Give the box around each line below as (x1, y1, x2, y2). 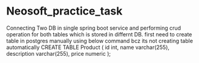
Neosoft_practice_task (6, 4, 123, 18)
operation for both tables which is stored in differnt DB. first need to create (6, 30, 192, 38)
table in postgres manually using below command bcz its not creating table (6, 37, 194, 44)
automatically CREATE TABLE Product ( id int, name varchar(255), (6, 44, 170, 51)
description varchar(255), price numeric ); (6, 50, 111, 57)
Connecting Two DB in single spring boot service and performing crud (6, 24, 181, 31)
